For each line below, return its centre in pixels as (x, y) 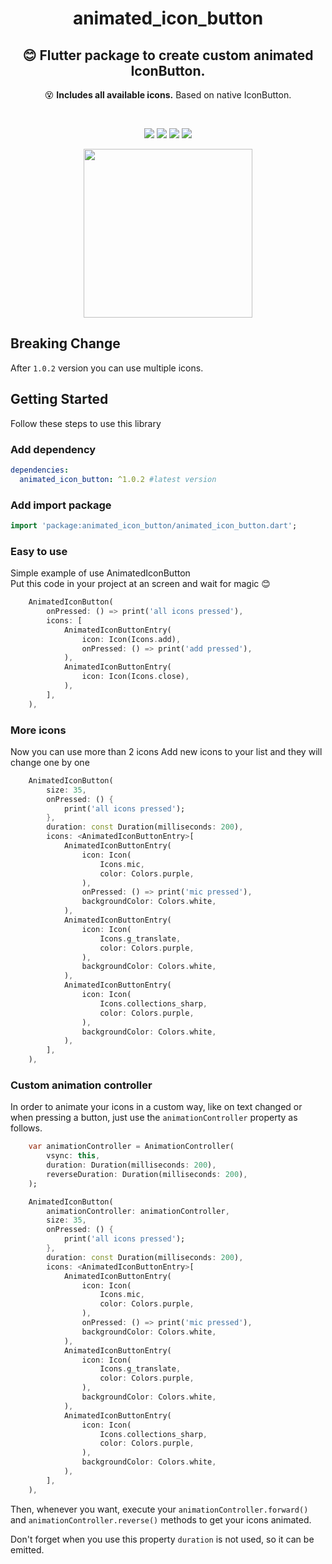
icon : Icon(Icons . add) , (131, 639)
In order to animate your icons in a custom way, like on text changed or (156, 1107)
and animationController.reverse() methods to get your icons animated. (161, 1519)
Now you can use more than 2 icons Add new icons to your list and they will (166, 751)
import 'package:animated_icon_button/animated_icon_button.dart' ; (154, 525)
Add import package (61, 505)
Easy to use (39, 551)
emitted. (27, 1549)
